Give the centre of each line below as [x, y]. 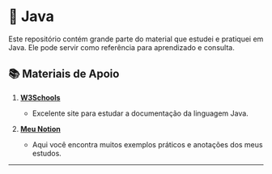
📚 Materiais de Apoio [64, 74]
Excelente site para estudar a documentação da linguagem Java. [140, 113]
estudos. [47, 153]
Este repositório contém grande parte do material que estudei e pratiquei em [136, 39]
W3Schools [40, 97]
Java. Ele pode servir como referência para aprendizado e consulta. [121, 47]
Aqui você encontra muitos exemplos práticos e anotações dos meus [147, 144]
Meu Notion [40, 129]
